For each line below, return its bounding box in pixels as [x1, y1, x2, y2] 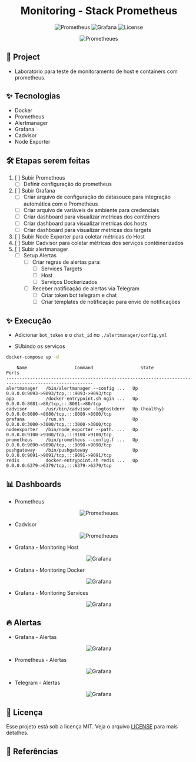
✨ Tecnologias [6, 91, 61, 101]
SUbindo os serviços [14, 343, 66, 350]
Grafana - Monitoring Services [14, 589, 89, 596]
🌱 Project [6, 52, 40, 62]
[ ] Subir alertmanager [14, 246, 69, 253]
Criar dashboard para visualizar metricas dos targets [23, 226, 151, 233]
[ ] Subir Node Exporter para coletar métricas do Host [14, 233, 145, 240]
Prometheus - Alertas [14, 656, 67, 663]
